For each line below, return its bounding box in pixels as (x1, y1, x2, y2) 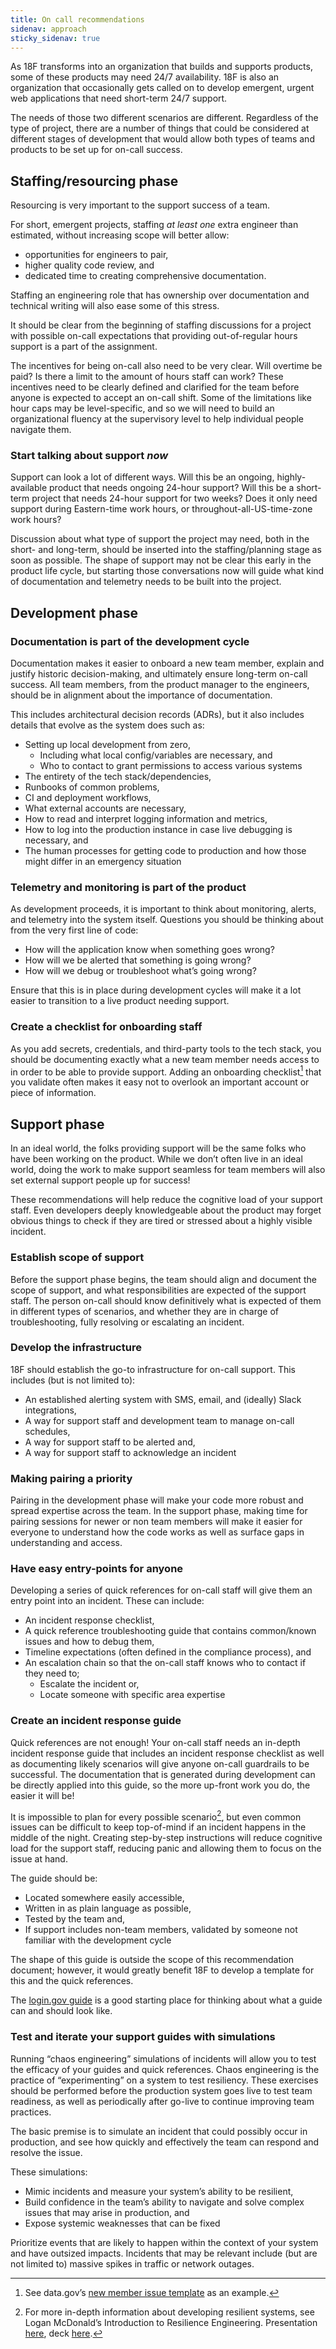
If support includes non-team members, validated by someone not (24, 1924, 298, 1936)
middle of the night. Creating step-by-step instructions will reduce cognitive (10, 1832, 323, 1844)
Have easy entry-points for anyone (10, 1562, 184, 1576)
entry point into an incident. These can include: (10, 1595, 205, 1607)
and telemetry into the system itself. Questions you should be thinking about (10, 914, 324, 926)
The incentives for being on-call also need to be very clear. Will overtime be (10, 360, 323, 372)
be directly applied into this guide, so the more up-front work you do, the (10, 1779, 311, 1791)
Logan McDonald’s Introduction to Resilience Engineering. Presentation (24, 2316, 318, 2328)
